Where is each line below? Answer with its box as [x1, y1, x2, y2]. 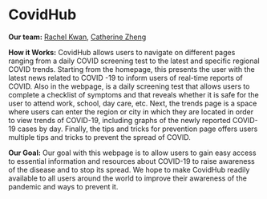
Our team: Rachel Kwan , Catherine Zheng [8, 32, 147, 42]
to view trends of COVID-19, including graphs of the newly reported [8, 115, 231, 125]
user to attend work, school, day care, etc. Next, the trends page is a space [8, 98, 257, 108]
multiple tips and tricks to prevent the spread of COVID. [8, 132, 191, 141]
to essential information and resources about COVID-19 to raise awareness [8, 156, 255, 165]
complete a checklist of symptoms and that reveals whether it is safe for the [8, 90, 259, 99]
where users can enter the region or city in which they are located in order [8, 106, 254, 117]
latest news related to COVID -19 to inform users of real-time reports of [8, 73, 243, 82]
